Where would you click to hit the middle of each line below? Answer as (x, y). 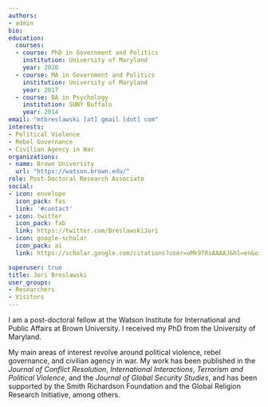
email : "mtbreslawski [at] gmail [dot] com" (83, 120)
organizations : (33, 156)
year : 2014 (41, 113)
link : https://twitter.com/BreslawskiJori (87, 231)
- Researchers (32, 290)
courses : (30, 45)
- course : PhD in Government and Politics (87, 53)
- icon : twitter (35, 216)
